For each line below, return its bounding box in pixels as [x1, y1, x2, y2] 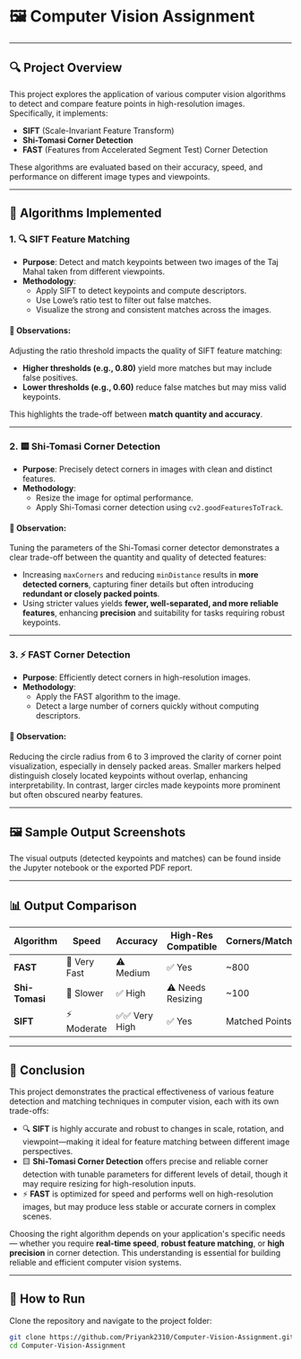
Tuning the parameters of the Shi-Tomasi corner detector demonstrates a [9, 543, 280, 553]
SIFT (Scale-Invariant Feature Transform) [21, 125, 175, 136]
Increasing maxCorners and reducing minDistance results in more [21, 569, 259, 580]
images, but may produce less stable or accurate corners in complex [21, 1202, 276, 1213]
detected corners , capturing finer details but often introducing [21, 579, 254, 590]
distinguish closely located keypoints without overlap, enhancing [9, 770, 248, 781]
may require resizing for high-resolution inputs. [21, 1178, 196, 1189]
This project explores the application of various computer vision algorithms [9, 88, 287, 99]
